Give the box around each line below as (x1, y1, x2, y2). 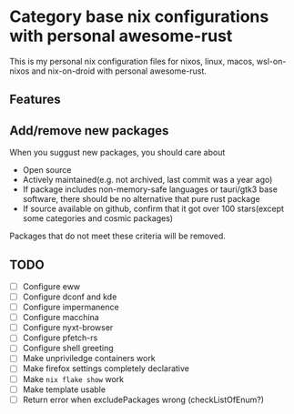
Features (9, 92, 61, 107)
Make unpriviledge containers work (22, 353, 157, 364)
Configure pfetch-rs (22, 332, 98, 343)
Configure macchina (22, 312, 100, 323)
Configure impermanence (22, 302, 120, 313)
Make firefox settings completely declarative (22, 363, 189, 374)
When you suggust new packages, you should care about (9, 147, 226, 158)
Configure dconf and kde (22, 291, 117, 302)
